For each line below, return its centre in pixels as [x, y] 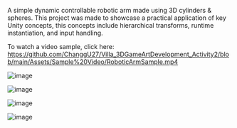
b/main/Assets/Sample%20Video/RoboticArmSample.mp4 [93, 62]
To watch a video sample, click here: [61, 47]
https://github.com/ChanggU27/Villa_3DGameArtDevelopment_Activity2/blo [118, 54]
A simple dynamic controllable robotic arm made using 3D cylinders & [110, 10]
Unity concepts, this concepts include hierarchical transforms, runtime [111, 25]
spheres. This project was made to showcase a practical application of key [117, 18]
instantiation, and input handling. [55, 33]
